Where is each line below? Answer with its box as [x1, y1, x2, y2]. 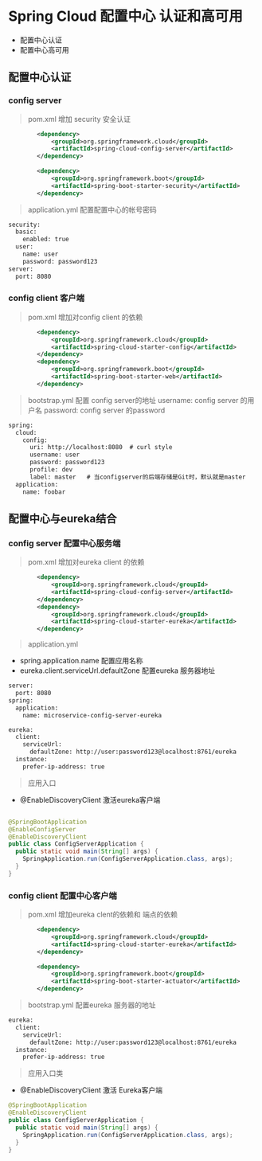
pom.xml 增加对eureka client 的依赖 [27, 557, 145, 567]
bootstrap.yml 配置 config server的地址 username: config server [27, 395, 239, 405]
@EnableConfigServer [8, 825, 77, 833]
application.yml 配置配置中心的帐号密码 [27, 205, 157, 214]
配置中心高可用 [19, 45, 69, 54]
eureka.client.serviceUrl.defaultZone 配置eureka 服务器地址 [19, 666, 216, 675]
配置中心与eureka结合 [8, 511, 117, 526]
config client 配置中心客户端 [8, 889, 117, 901]
